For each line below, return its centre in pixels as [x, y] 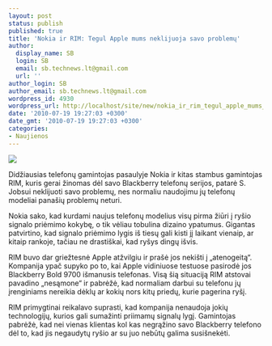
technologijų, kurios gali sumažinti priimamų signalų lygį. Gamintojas [122, 315]
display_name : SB [45, 53]
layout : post [30, 16]
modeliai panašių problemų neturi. [65, 200]
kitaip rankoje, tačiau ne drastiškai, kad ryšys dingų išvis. [103, 241]
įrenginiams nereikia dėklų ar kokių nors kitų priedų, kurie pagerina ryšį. [127, 291]
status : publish [36, 23]
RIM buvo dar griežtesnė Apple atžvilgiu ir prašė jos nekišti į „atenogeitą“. [130, 257]
